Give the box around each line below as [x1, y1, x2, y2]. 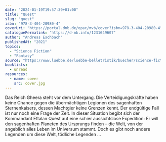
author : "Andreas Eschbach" [5, 35, 63, 40]
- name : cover [9, 76, 39, 81]
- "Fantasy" [9, 53, 35, 58]
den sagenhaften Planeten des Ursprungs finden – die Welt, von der [5, 121, 143, 127]
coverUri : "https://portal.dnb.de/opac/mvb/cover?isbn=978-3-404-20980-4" [5, 26, 163, 31]
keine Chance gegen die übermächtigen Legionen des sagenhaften [5, 99, 142, 105]
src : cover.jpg [14, 81, 45, 86]
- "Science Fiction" [9, 48, 52, 53]
